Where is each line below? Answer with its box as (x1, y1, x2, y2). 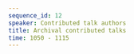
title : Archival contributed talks (8, 26, 127, 34)
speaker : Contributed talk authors (8, 19, 127, 27)
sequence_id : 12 (8, 11, 62, 20)
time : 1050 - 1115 (8, 33, 69, 42)
